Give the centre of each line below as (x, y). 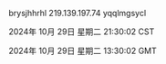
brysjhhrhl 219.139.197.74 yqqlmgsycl (78, 13)
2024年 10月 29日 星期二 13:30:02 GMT (83, 50)
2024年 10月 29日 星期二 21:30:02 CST (82, 32)
